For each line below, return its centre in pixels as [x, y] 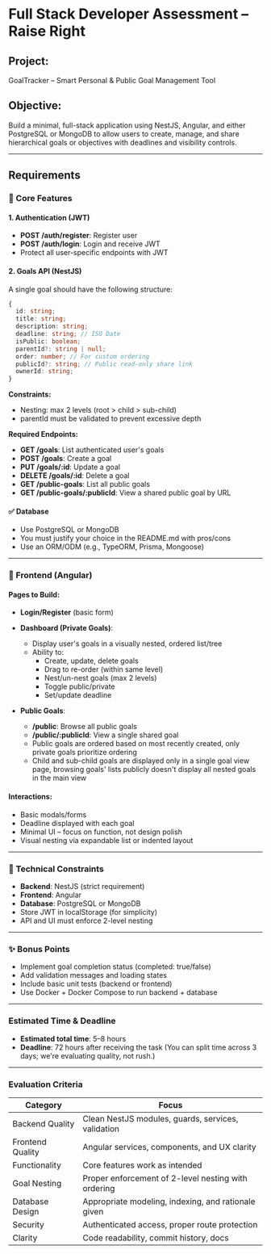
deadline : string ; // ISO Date [68, 334]
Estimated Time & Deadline [62, 1021]
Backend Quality [44, 1123]
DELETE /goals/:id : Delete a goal [75, 476]
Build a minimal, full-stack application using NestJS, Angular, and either [127, 125]
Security [28, 1224]
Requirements [44, 176]
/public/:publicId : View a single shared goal [105, 735]
